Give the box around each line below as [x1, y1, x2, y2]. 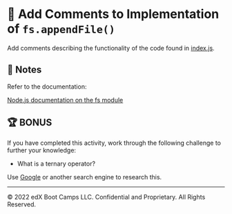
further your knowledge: [7, 145, 77, 154]
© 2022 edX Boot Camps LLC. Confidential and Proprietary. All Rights [7, 193, 206, 201]
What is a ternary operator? [17, 159, 95, 168]
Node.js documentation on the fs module [7, 96, 124, 104]
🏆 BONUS [7, 117, 52, 129]
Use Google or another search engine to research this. [7, 172, 162, 181]
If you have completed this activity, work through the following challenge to [7, 139, 221, 147]
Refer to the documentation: [7, 82, 87, 91]
